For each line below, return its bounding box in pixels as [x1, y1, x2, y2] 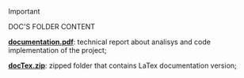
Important [8, 7, 40, 16]
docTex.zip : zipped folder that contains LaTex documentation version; [8, 61, 238, 70]
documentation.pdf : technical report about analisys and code [8, 37, 212, 46]
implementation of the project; [8, 46, 107, 54]
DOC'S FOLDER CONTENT [8, 22, 96, 31]
